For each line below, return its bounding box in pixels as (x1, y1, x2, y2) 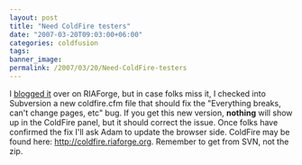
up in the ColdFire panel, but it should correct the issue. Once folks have (9, 116, 279, 127)
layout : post (9, 13, 59, 23)
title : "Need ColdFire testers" (9, 22, 131, 31)
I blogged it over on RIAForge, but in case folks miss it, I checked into (9, 87, 266, 99)
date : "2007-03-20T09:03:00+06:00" (9, 30, 143, 39)
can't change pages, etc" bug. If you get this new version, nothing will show (9, 107, 293, 118)
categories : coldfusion (9, 38, 99, 48)
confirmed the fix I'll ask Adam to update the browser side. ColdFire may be (9, 126, 290, 137)
